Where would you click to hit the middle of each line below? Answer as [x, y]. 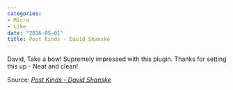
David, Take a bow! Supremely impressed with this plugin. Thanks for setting [117, 59]
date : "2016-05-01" [35, 33]
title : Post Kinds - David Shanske [59, 39]
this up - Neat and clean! [43, 66]
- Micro [18, 20]
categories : [24, 13]
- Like [17, 26]
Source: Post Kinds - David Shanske [59, 80]
